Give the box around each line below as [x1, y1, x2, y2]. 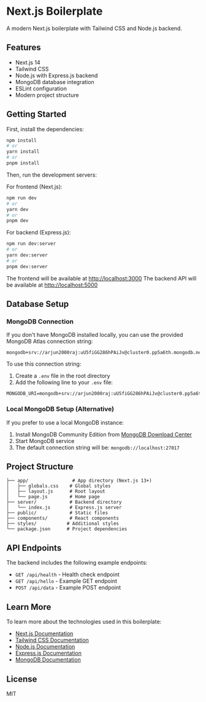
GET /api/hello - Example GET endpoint [15, 577, 118, 585]
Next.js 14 [15, 58, 41, 66]
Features [6, 42, 41, 53]
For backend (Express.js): [6, 229, 71, 236]
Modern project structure [15, 91, 79, 99]
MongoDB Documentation [15, 656, 81, 663]
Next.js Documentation [15, 630, 74, 638]
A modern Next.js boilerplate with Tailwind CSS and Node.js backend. [6, 25, 183, 32]
